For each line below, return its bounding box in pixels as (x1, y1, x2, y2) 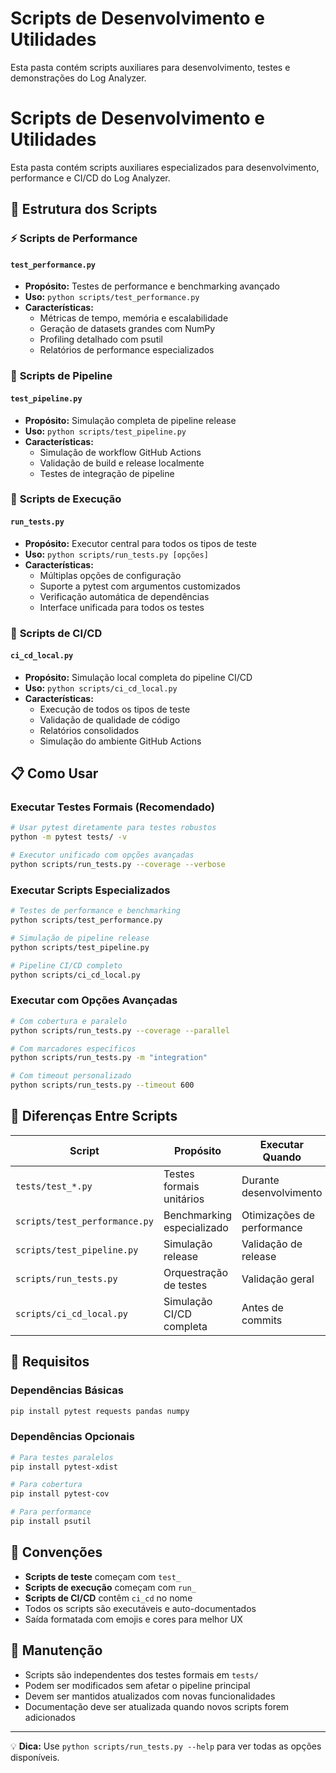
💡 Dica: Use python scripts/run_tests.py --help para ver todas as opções (10, 1740, 322, 1752)
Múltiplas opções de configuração (39, 569, 182, 581)
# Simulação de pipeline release (10, 933, 150, 943)
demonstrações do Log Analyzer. (10, 72, 147, 84)
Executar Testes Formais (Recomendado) (10, 800, 215, 814)
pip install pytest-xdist (10, 1462, 118, 1472)
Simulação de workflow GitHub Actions (39, 446, 202, 458)
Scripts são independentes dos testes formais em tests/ (24, 1668, 259, 1681)
